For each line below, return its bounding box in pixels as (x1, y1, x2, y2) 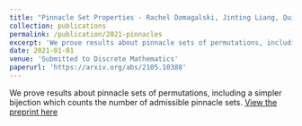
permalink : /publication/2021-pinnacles (9, 29, 164, 38)
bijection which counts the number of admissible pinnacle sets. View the (9, 97, 278, 107)
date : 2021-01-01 (9, 46, 75, 55)
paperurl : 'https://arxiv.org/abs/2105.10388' (9, 63, 187, 72)
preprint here (9, 106, 58, 117)
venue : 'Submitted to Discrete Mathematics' (9, 55, 179, 63)
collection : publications (9, 21, 106, 30)
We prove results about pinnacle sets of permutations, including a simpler (9, 87, 282, 98)
